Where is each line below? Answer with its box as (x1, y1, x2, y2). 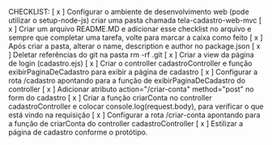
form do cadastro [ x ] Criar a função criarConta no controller (8, 93, 212, 102)
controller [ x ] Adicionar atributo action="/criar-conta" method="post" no (8, 84, 254, 94)
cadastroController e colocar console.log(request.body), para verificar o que (8, 101, 264, 111)
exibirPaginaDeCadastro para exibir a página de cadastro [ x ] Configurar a (8, 67, 258, 76)
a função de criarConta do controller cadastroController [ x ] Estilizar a (8, 119, 244, 128)
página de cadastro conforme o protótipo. (8, 127, 148, 137)
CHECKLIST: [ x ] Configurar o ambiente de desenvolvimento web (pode (8, 7, 249, 16)
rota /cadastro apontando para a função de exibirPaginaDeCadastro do (8, 76, 245, 85)
